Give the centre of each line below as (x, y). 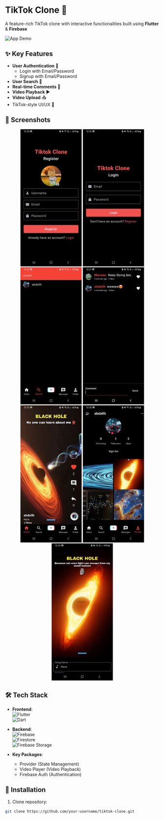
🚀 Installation (25, 790)
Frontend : (22, 709)
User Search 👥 (27, 81)
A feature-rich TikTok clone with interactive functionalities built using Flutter (82, 24)
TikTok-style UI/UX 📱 (33, 104)
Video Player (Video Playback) (50, 769)
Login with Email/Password (47, 71)
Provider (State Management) (49, 764)
